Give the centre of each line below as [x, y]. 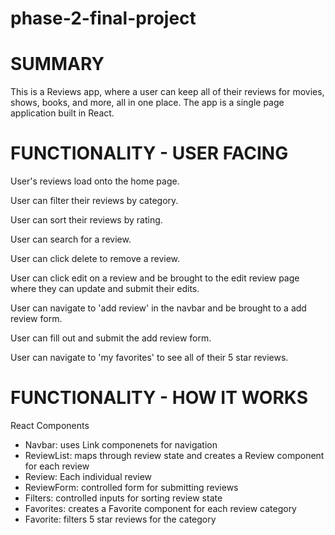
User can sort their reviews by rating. [86, 220]
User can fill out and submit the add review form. [111, 338]
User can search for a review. [71, 239]
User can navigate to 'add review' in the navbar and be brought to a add [158, 308]
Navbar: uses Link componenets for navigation [121, 445]
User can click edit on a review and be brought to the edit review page [155, 278]
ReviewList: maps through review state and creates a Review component [174, 455]
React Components [50, 425]
